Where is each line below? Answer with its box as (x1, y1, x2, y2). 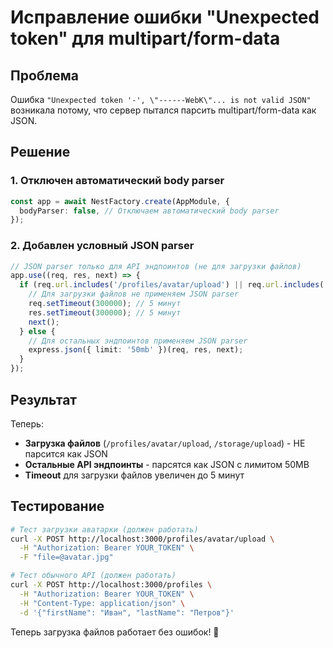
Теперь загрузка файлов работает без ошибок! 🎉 (10, 626, 220, 638)
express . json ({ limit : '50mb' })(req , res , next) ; (28, 345, 244, 355)
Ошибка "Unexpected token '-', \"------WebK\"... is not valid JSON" (10, 94, 312, 105)
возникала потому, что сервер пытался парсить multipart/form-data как (10, 104, 317, 116)
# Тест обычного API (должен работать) (10, 571, 177, 581)
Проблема (10, 67, 80, 84)
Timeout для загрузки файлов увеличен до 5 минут (24, 469, 245, 481)
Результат (10, 391, 78, 408)
